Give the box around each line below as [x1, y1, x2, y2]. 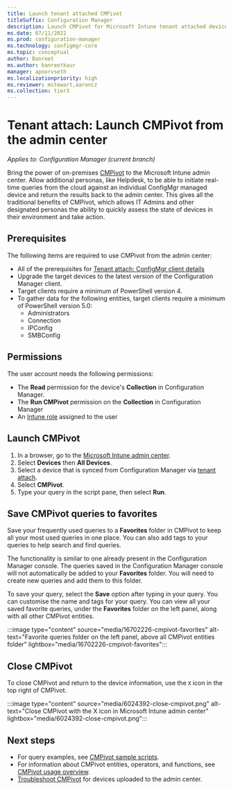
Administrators [27, 309, 70, 317]
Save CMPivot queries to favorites [7, 508, 158, 519]
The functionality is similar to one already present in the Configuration [7, 554, 207, 563]
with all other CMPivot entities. [7, 612, 95, 621]
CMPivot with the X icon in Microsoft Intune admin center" [42, 707, 209, 715]
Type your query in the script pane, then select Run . [17, 488, 166, 496]
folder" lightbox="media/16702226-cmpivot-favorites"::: [7, 640, 168, 649]
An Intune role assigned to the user [17, 412, 118, 420]
